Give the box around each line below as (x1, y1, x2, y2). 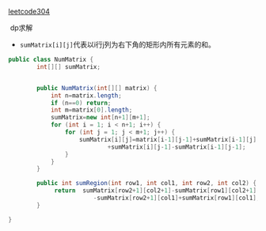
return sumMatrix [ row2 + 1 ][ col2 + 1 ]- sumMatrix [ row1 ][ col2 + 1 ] (54, 187, 257, 195)
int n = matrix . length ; (50, 91, 123, 100)
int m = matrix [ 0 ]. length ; (50, 106, 133, 114)
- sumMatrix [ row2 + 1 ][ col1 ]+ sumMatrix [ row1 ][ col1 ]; (93, 194, 260, 202)
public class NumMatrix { (8, 55, 93, 63)
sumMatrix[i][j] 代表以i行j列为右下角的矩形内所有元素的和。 (19, 40, 215, 49)
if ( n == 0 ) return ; (50, 99, 112, 107)
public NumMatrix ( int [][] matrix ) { (36, 84, 158, 92)
